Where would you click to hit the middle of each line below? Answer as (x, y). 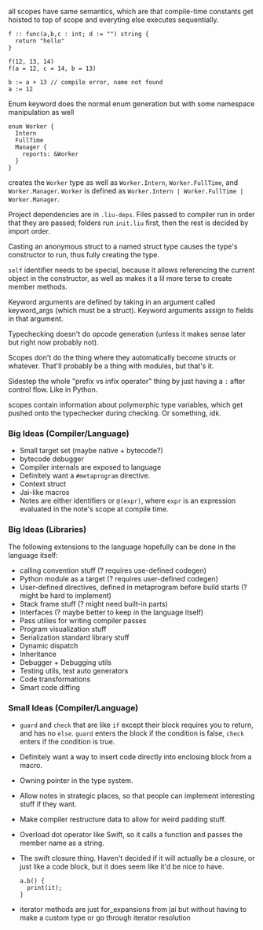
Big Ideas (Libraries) (47, 530)
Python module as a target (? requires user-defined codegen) (119, 578)
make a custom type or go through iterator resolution (105, 917)
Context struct (43, 484)
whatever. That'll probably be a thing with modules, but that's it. (111, 366)
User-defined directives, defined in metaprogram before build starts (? (133, 587)
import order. (29, 231)
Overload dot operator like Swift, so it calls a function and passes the (131, 834)
